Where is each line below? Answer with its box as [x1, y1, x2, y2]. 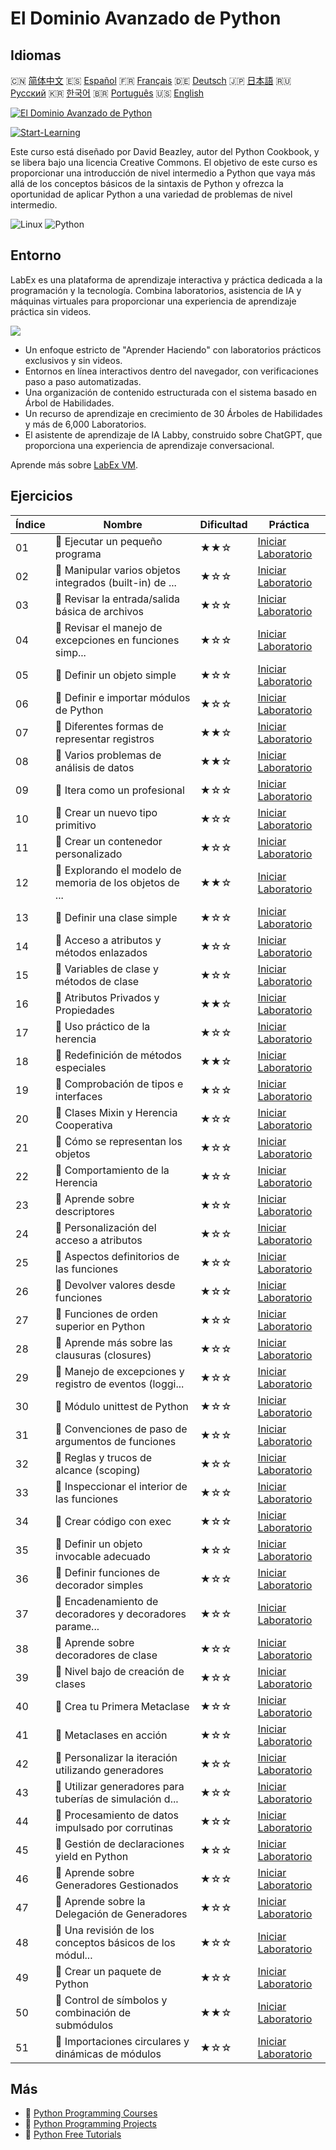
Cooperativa [54, 1118, 113, 1132]
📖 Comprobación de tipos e [54, 1077, 184, 1091]
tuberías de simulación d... [54, 1792, 179, 1806]
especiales [54, 1060, 107, 1074]
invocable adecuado [54, 1549, 151, 1563]
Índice [15, 517, 46, 531]
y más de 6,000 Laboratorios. [24, 418, 147, 430]
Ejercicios [10, 488, 73, 505]
